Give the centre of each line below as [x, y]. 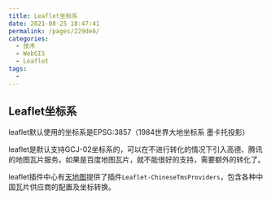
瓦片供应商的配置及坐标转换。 [65, 187]
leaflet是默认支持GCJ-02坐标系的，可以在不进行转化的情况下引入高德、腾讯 [135, 149]
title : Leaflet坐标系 [43, 16]
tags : [17, 69]
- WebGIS [31, 54]
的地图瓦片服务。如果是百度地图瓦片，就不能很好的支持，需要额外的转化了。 [137, 160]
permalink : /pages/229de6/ [54, 31]
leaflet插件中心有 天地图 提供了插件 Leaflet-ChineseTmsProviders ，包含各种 [132, 177]
